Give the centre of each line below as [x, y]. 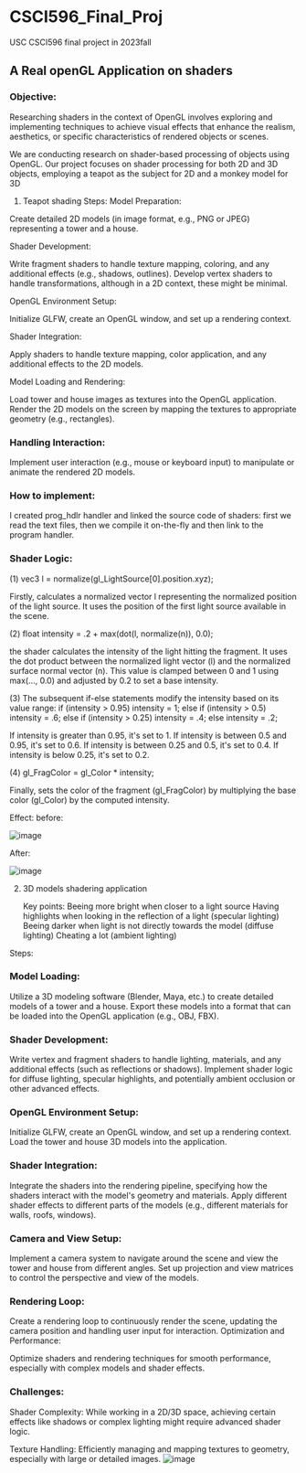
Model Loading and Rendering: [68, 381]
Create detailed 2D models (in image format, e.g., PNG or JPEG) [130, 219]
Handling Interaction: [58, 443]
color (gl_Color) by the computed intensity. [90, 800]
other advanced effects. [55, 1089]
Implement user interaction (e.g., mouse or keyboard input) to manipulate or [152, 462]
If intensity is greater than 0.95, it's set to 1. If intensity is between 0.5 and [148, 735]
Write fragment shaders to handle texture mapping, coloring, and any [139, 263]
